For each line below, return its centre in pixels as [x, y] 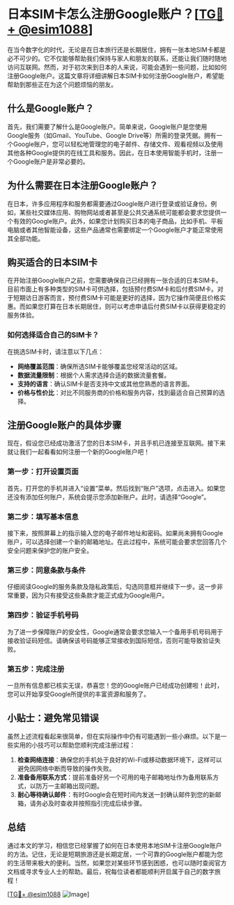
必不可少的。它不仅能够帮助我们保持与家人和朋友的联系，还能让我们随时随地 [117, 58]
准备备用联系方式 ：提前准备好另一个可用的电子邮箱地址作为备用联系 [115, 777]
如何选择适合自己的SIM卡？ [53, 335]
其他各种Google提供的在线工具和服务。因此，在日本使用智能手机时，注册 [112, 152]
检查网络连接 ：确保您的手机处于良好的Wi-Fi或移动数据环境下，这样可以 [120, 760]
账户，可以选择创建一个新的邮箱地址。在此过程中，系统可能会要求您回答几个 [117, 542]
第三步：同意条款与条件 [46, 570]
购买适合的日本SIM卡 [53, 262]
